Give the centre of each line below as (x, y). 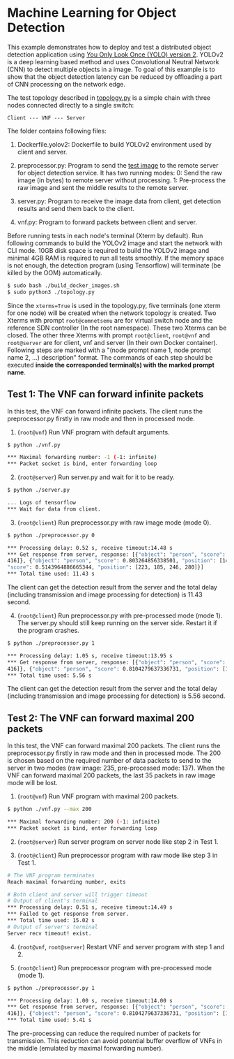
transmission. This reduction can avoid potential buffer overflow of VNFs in (115, 1041)
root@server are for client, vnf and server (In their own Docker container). (112, 342)
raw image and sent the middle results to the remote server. (103, 187)
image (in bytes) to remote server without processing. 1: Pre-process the (122, 180)
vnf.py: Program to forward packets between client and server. (107, 222)
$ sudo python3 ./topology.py (51, 292)
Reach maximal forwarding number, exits (67, 882)
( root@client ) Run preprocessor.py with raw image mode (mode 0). (114, 523)
